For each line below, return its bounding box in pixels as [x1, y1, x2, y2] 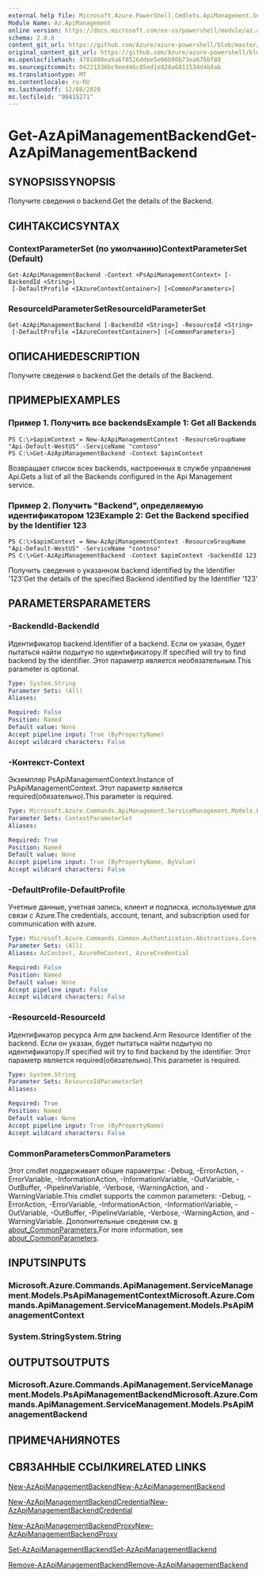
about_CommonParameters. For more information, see [8, 1225, 184, 1234]
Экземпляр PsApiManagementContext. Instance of [8, 775, 174, 785]
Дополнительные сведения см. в [66, 1216, 178, 1226]
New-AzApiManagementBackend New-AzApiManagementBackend [8, 1481, 226, 1491]
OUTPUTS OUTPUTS [8, 1356, 110, 1369]
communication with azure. [8, 919, 97, 929]
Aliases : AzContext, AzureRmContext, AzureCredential [8, 950, 190, 957]
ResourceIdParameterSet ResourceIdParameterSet [8, 303, 206, 314]
